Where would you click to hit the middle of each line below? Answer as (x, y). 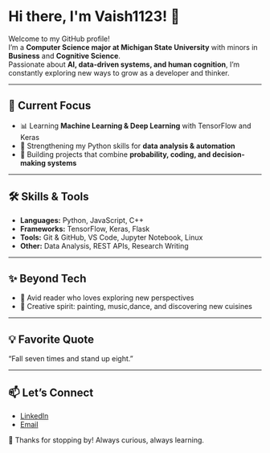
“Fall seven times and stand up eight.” (71, 359)
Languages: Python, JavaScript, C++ (82, 220)
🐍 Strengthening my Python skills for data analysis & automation (127, 146)
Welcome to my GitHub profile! (59, 39)
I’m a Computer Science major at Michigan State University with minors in (133, 47)
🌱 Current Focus (50, 106)
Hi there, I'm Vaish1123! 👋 (94, 16)
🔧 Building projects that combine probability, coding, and (115, 154)
